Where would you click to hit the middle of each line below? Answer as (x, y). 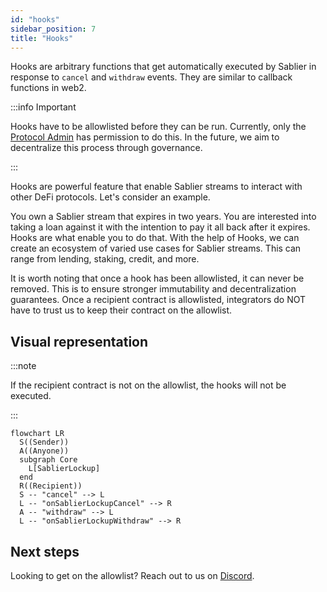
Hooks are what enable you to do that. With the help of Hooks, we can (155, 238)
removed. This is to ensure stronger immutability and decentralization (153, 289)
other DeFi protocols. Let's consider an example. (110, 197)
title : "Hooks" (42, 38)
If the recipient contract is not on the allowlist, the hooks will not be (148, 385)
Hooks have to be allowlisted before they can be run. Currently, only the (158, 127)
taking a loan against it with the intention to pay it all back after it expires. (160, 227)
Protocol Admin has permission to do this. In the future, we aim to (145, 137)
